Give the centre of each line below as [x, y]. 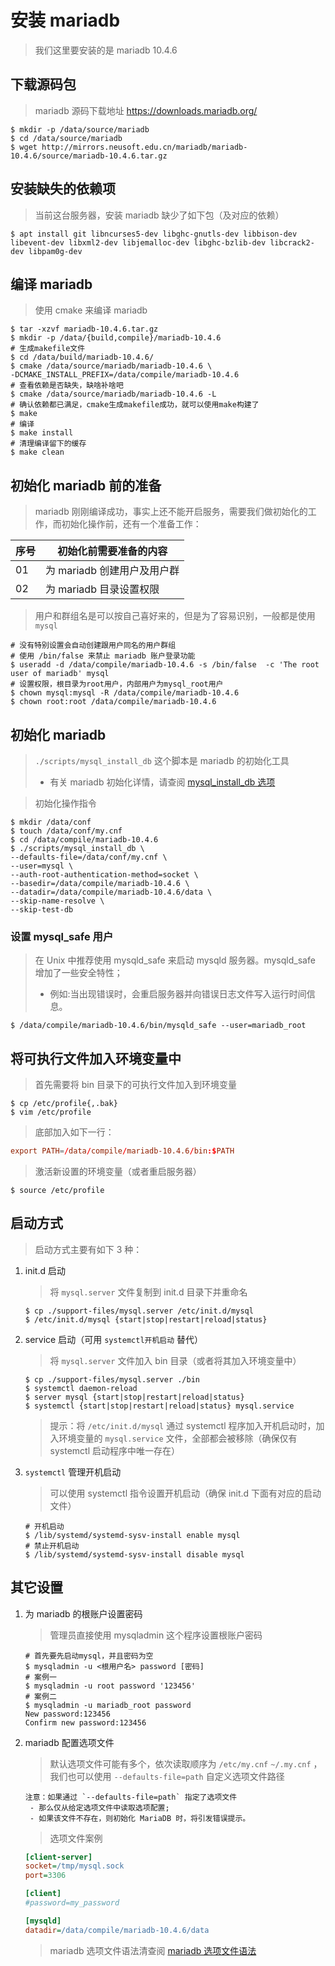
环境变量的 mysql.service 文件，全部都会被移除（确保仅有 [178, 1438]
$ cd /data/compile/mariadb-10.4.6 [84, 840]
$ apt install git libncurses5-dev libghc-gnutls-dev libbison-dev [154, 234]
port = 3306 [45, 1876]
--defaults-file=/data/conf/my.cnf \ [89, 857]
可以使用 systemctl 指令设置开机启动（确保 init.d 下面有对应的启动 [185, 1493]
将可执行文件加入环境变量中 [96, 1058]
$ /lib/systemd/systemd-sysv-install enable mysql [132, 1535]
